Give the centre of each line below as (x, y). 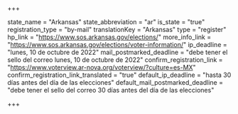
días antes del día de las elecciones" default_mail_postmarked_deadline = (115, 82)
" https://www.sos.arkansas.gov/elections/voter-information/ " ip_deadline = (117, 45)
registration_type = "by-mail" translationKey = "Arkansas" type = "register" (117, 30)
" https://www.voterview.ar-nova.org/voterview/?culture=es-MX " (102, 67)
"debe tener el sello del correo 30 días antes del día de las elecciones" (111, 90)
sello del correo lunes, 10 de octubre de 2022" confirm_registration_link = (115, 60)
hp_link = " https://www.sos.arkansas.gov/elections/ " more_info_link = (109, 37)
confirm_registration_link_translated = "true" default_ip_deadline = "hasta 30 (119, 75)
